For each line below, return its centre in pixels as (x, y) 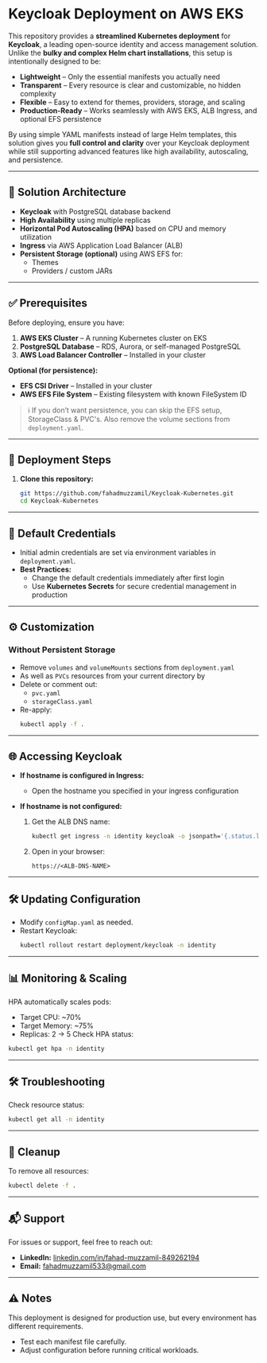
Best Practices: (45, 569)
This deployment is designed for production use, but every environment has (132, 1318)
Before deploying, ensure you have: (66, 322)
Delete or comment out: (58, 684)
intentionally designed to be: (55, 61)
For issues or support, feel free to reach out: (81, 1242)
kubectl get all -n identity (56, 1119)
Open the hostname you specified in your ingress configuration (135, 791)
